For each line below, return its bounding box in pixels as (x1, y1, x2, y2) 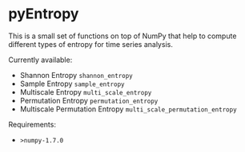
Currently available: (8, 55, 73, 64)
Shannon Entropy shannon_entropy (19, 70, 134, 80)
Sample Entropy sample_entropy (19, 79, 126, 88)
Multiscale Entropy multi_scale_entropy (19, 87, 152, 96)
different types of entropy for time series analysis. (8, 39, 174, 49)
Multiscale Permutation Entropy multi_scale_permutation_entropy (19, 104, 238, 114)
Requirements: (8, 119, 56, 129)
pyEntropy (8, 5, 79, 23)
